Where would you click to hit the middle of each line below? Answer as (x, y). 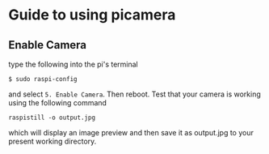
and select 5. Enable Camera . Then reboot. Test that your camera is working (134, 94)
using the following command (58, 103)
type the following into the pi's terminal (74, 64)
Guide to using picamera (92, 15)
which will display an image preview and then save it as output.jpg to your (131, 133)
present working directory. (53, 141)
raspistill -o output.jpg (52, 118)
